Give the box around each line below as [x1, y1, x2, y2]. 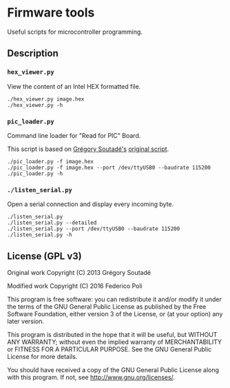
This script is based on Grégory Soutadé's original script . [7, 145, 169, 153]
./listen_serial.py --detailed [7, 219, 97, 227]
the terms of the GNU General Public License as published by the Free [7, 303, 207, 311]
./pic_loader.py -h [7, 170, 63, 177]
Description [7, 48, 59, 59]
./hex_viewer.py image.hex [7, 95, 85, 103]
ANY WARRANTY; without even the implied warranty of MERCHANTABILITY [7, 338, 222, 346]
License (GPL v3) [7, 250, 82, 262]
